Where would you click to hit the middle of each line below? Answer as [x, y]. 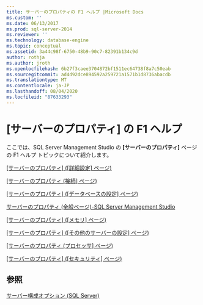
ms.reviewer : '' [27, 35]
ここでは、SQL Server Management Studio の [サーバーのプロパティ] [93, 147]
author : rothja [26, 57]
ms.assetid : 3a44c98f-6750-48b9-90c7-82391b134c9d [72, 52]
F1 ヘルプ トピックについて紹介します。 [62, 155]
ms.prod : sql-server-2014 [39, 29]
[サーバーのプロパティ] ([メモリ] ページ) [57, 220]
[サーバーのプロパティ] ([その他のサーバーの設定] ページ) [78, 232]
